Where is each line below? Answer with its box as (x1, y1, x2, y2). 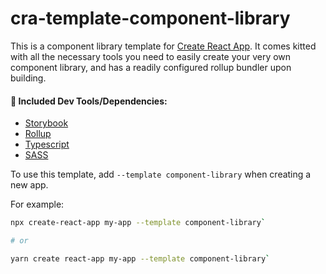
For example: (10, 198, 65, 211)
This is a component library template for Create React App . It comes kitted (10, 40, 317, 52)
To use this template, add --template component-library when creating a (10, 168, 312, 181)
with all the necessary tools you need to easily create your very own (10, 50, 292, 62)
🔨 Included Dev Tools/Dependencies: (10, 95, 168, 107)
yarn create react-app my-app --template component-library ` (10, 253, 271, 264)
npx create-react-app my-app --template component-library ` (10, 218, 267, 228)
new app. (10, 179, 49, 191)
